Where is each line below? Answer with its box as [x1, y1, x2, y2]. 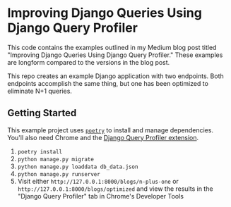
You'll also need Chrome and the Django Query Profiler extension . [7, 133, 199, 142]
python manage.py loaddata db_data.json [17, 163, 138, 170]
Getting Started [7, 107, 77, 119]
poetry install [17, 148, 63, 156]
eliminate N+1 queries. [7, 87, 73, 95]
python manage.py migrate [17, 156, 94, 163]
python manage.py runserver [17, 170, 100, 177]
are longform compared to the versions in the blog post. [7, 58, 170, 66]
